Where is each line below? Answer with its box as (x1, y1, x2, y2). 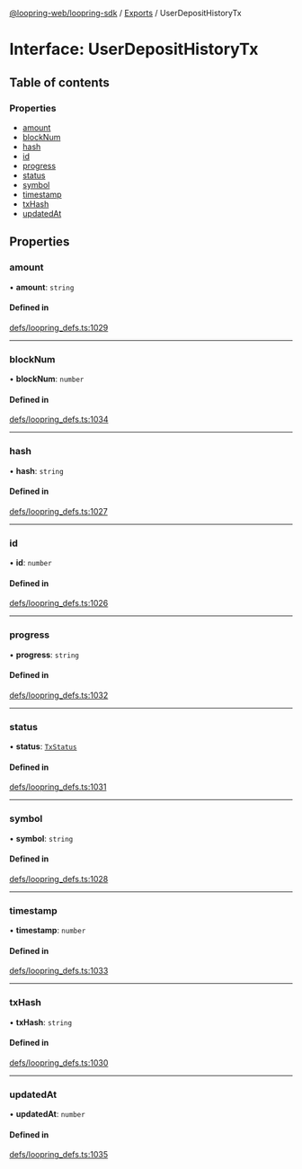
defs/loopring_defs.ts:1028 (9, 873, 109, 884)
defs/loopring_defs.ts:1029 (9, 322, 109, 333)
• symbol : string (9, 833, 74, 843)
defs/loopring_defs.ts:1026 (9, 598, 109, 609)
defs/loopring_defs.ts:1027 (9, 505, 108, 516)
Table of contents (9, 75, 110, 90)
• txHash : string (9, 1016, 73, 1028)
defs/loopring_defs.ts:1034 (9, 414, 109, 425)
